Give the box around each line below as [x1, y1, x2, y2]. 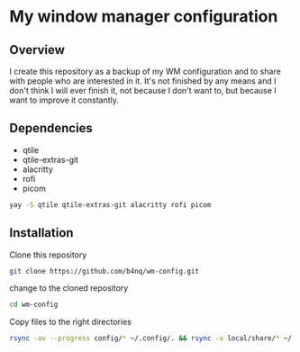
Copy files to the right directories [9, 317, 132, 328]
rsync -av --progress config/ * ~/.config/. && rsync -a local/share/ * [9, 334, 280, 343]
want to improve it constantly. [9, 95, 120, 105]
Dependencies [9, 121, 93, 136]
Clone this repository [9, 249, 87, 260]
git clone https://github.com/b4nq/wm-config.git [9, 266, 200, 275]
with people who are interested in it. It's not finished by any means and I [9, 76, 277, 86]
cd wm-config [9, 300, 59, 310]
